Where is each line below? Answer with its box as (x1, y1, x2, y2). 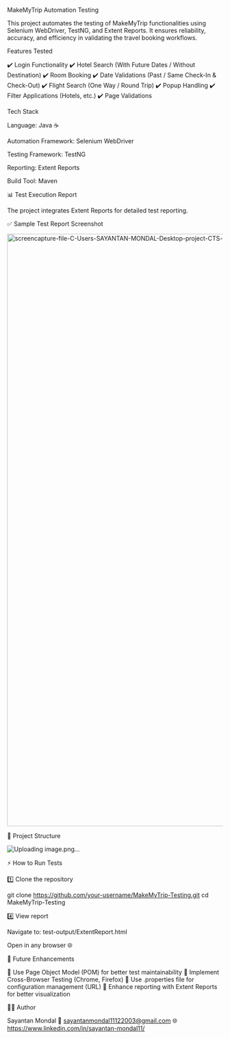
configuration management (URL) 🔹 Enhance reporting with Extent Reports (7, 983, 218, 990)
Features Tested (7, 47, 53, 55)
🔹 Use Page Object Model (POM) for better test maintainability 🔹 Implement (7, 968, 220, 976)
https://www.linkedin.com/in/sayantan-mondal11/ (7, 1025, 145, 1032)
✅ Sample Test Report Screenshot (7, 219, 104, 228)
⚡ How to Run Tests (7, 859, 63, 867)
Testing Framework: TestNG (7, 150, 86, 158)
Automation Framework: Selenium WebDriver (7, 137, 134, 145)
